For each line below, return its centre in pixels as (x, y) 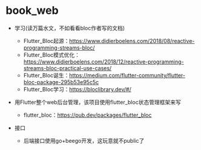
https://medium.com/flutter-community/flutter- (127, 75)
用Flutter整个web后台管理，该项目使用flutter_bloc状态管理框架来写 (97, 102)
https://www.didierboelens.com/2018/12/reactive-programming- (104, 62)
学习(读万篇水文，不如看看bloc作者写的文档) (70, 28)
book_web (32, 11)
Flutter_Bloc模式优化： (51, 54)
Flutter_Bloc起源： (46, 41)
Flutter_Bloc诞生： (46, 75)
